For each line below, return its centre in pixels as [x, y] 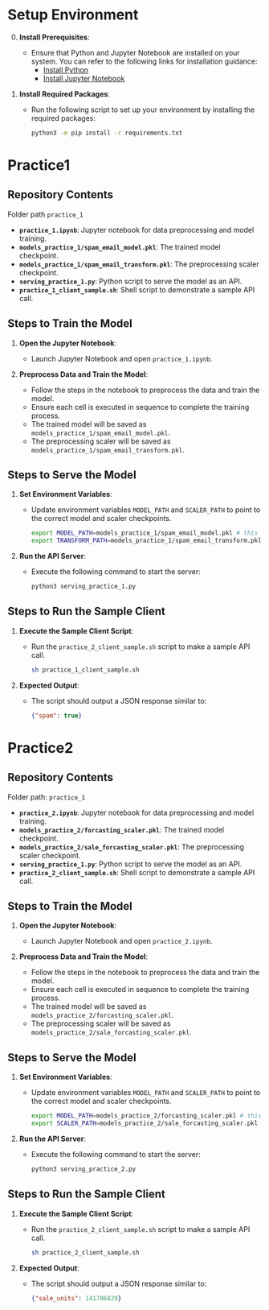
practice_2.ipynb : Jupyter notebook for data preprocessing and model [137, 812]
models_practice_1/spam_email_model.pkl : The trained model [120, 246]
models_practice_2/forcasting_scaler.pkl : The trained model [122, 829]
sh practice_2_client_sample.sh [85, 1252]
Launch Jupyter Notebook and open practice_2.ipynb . [122, 941]
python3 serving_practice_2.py [84, 1169]
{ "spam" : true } [56, 715]
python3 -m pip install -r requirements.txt [107, 133]
